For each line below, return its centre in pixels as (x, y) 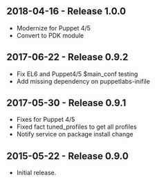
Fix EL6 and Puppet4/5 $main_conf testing (77, 74)
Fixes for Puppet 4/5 (46, 120)
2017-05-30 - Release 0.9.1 (66, 103)
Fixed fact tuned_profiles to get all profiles (77, 127)
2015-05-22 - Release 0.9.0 (67, 156)
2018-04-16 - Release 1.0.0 (66, 11)
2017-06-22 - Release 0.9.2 (67, 57)
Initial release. (36, 173)
